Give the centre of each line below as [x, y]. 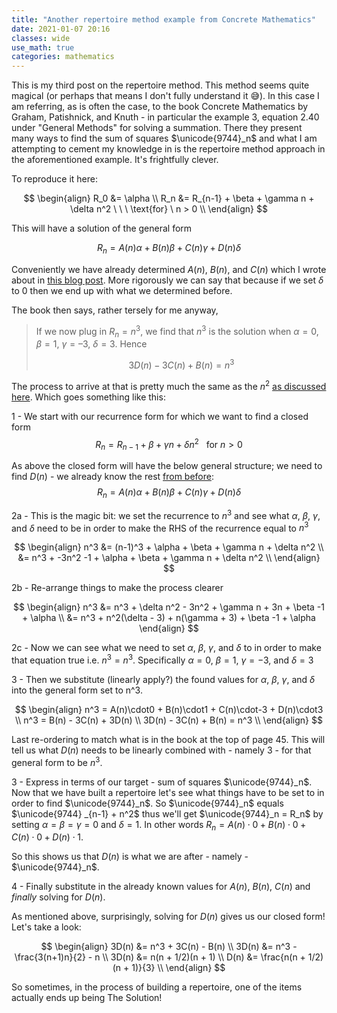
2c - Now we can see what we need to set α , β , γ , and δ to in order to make [166, 648]
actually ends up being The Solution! [87, 998]
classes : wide [41, 38]
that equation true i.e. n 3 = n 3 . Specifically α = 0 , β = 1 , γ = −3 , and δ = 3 [162, 659]
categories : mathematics [63, 57]
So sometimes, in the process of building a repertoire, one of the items [157, 987]
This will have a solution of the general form [102, 228]
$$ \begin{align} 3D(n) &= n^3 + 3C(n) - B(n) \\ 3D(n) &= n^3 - [169, 947]
